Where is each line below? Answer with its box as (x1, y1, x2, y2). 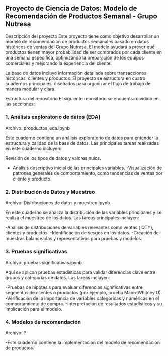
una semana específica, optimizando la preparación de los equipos (5, 54, 144, 61)
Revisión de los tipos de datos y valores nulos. (5, 155, 102, 161)
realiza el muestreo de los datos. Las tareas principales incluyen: (5, 215, 139, 221)
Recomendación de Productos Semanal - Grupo (5, 12, 157, 21)
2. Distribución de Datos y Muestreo (5, 189, 95, 196)
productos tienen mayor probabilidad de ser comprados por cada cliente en (5, 49, 162, 55)
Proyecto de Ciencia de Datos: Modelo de (5, 4, 137, 13)
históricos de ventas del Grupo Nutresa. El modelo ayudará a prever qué (5, 44, 155, 50)
